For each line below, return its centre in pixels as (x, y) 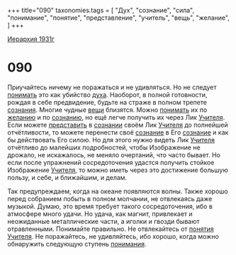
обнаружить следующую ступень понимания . (77, 244)
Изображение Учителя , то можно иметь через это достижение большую (118, 170)
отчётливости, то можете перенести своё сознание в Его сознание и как (118, 132)
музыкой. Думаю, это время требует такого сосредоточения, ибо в (110, 206)
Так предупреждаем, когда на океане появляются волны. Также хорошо (118, 191)
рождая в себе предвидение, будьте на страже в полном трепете (107, 102)
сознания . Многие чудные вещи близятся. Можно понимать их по (107, 110)
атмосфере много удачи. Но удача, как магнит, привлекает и (100, 214)
